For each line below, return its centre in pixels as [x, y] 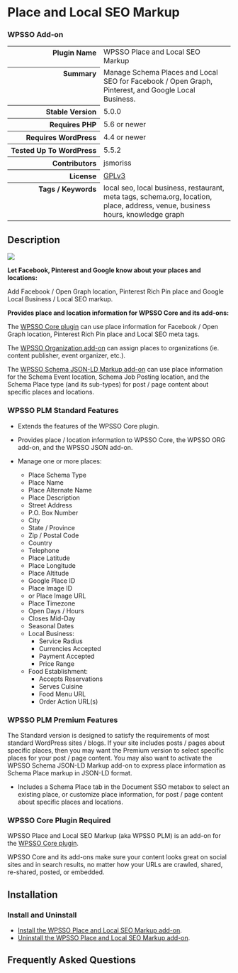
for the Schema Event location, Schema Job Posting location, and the [109, 377]
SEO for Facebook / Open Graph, [158, 81]
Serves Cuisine [61, 686]
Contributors [74, 163]
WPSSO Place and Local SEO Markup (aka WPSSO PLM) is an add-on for [114, 836]
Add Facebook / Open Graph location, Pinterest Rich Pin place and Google [116, 291]
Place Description [54, 498]
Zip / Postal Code [53, 535]
